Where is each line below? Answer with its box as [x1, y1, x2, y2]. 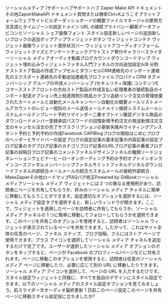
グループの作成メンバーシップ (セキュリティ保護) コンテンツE [32, 80, 159, 86]
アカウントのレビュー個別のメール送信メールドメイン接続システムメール [9, 105, 158, 111]
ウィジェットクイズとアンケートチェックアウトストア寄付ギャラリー [5, 49, 145, 55]
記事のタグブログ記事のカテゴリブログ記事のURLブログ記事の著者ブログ [13, 143, 163, 148]
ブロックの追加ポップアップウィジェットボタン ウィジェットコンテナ [9, 36, 151, 42]
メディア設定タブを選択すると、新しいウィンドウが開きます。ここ [19, 199, 154, 205]
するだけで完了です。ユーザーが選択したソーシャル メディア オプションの [5, 243, 156, 249]
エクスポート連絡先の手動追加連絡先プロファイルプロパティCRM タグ [13, 74, 156, 80]
